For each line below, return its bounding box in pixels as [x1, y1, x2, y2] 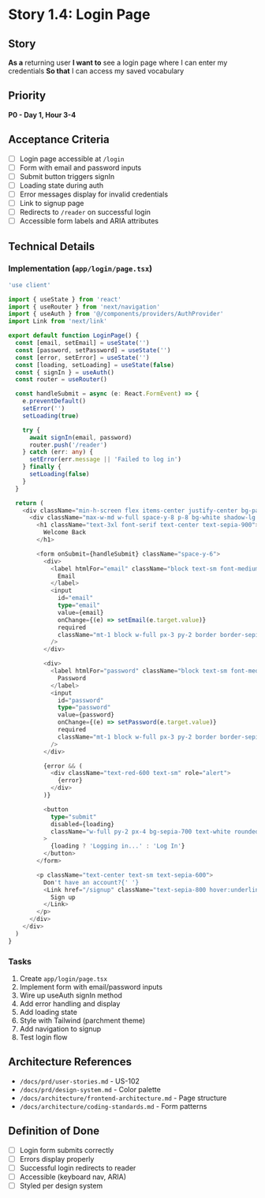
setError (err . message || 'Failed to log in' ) [28, 455, 181, 463]
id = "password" [58, 696, 104, 704]
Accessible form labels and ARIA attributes [19, 216, 159, 226]
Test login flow [19, 1032, 68, 1042]
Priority [8, 89, 46, 103]
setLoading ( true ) [22, 412, 80, 420]
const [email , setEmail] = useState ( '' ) [15, 339, 150, 347]
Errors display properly [19, 1154, 95, 1163]
